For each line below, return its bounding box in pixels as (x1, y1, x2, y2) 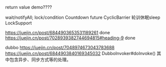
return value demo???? (5, 4, 52, 10)
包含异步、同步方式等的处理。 (9, 57, 71, 63)
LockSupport (5, 20, 32, 26)
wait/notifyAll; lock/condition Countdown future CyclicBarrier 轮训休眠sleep (5, 14, 160, 20)
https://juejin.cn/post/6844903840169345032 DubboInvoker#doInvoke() (5, 51, 156, 56)
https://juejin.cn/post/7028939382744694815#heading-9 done (5, 35, 136, 41)
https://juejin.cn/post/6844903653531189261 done (5, 30, 110, 35)
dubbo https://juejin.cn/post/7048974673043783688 (5, 45, 115, 50)
